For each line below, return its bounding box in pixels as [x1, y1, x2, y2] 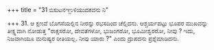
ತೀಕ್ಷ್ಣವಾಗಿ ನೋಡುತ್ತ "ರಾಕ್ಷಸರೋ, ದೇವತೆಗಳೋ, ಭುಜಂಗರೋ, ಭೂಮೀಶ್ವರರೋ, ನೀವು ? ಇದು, [7, 27, 195, 34]
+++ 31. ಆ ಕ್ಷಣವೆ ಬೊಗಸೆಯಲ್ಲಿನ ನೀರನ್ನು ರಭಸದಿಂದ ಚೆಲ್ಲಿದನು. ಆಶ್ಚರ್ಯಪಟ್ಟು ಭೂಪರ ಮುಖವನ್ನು [7, 20, 208, 27]
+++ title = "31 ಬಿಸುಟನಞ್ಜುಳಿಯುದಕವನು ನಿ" [7, 6, 109, 14]
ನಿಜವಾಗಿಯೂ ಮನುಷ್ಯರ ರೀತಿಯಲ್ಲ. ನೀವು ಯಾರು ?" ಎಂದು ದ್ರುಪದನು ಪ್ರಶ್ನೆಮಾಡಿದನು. [7, 34, 180, 43]
